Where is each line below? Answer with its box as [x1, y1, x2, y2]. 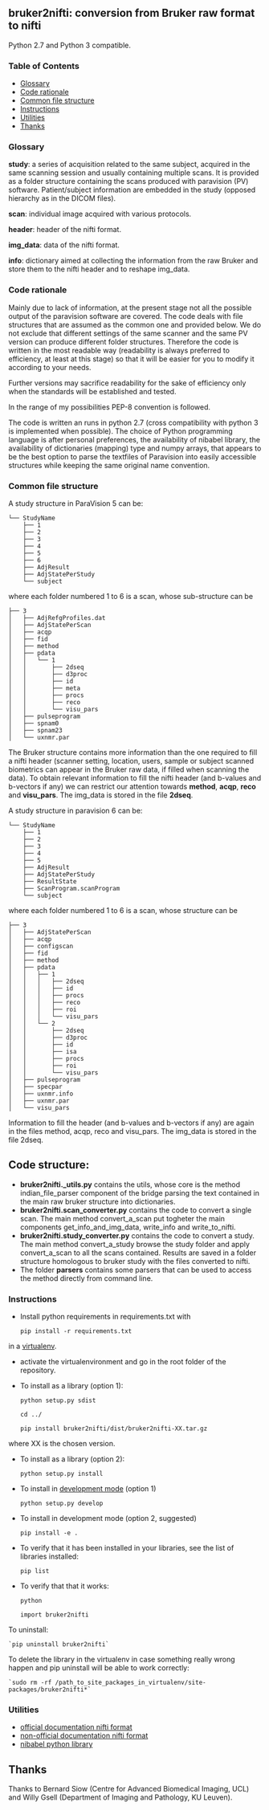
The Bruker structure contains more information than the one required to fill [8, 748, 258, 757]
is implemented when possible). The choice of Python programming [8, 426, 233, 436]
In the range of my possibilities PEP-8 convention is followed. [8, 402, 211, 412]
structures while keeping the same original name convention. [8, 460, 210, 470]
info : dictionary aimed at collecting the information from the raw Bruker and [8, 256, 259, 266]
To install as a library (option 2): [19, 1454, 125, 1464]
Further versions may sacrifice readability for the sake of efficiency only [8, 377, 247, 388]
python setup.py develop [19, 1499, 104, 1508]
